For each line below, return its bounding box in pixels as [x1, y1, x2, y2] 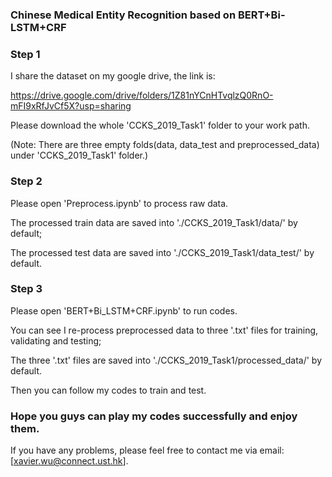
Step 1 [10, 47, 41, 61]
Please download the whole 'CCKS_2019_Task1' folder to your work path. [10, 119, 310, 132]
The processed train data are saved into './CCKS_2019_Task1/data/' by [10, 216, 298, 228]
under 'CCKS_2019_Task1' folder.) [10, 149, 149, 162]
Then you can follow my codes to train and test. [10, 384, 207, 396]
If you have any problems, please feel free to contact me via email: [10, 444, 285, 457]
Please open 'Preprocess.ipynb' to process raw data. [10, 197, 229, 209]
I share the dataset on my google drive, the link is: [10, 70, 216, 82]
